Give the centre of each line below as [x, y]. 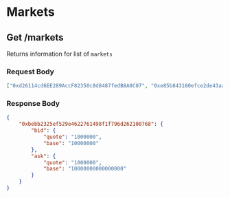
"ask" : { [44, 156]
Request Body [30, 71]
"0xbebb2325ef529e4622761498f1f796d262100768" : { [91, 124]
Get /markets [35, 37]
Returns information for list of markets [59, 54]
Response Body [33, 104]
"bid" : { [44, 131]
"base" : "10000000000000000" [85, 169]
